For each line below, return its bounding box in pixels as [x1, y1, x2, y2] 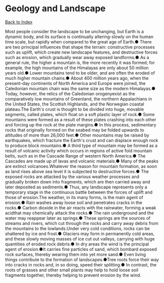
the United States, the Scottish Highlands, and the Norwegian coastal [5, 101, 144, 107]
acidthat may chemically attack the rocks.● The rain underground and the [5, 210, 154, 216]
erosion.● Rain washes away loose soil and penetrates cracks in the [5, 200, 143, 205]
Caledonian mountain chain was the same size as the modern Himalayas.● [5, 85, 156, 91]
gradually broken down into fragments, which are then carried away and [5, 179, 150, 184]
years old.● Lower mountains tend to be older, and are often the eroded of [5, 70, 155, 76]
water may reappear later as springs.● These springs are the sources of [5, 215, 151, 221]
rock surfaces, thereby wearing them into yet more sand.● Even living [5, 251, 146, 257]
